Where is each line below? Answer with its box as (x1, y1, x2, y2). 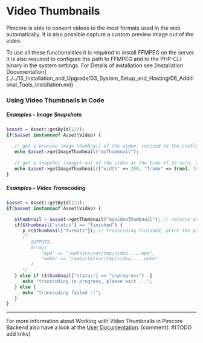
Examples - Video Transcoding (6, 185, 86, 192)
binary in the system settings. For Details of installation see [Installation (6, 62, 184, 69)
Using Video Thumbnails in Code (6, 96, 105, 104)
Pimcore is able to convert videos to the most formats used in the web (6, 24, 181, 31)
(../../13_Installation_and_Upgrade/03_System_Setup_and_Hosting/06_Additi (6, 74, 194, 82)
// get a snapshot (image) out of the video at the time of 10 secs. (14, 160, 193, 166)
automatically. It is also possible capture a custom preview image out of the (6, 30, 194, 38)
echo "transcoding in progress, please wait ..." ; (22, 278, 153, 284)
